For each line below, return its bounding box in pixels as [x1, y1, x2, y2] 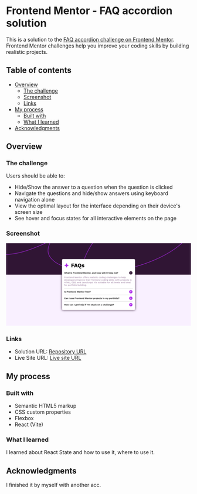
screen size [14, 209, 43, 216]
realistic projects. [6, 48, 48, 55]
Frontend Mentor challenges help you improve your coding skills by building [6, 42, 189, 49]
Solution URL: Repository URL [14, 348, 87, 355]
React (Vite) [14, 421, 44, 428]
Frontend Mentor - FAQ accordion [6, 4, 173, 18]
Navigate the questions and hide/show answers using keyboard [14, 190, 168, 197]
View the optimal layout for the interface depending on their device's [14, 202, 181, 209]
